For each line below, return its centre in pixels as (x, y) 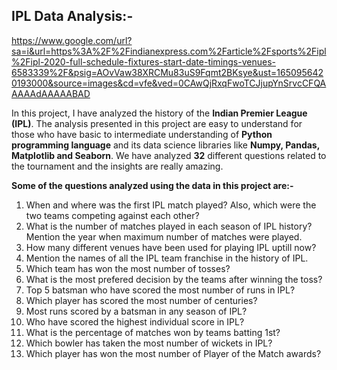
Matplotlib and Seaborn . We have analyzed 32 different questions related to (169, 155)
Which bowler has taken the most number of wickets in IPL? (149, 343)
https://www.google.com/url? (72, 40)
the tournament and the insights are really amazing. (117, 166)
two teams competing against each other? (112, 215)
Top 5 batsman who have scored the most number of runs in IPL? (160, 290)
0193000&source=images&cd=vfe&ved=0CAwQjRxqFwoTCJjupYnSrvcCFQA (169, 83)
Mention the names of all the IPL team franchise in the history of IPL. (167, 258)
